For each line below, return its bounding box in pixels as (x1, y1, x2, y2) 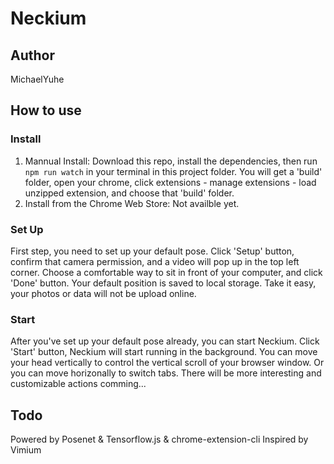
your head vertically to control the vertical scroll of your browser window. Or (10, 357, 325, 369)
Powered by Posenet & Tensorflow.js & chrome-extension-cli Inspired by (10, 433, 309, 446)
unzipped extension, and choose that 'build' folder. (24, 187, 235, 199)
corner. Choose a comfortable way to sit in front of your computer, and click (10, 266, 323, 278)
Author (10, 47, 55, 64)
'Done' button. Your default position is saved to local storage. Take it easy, (10, 277, 317, 289)
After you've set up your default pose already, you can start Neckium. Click (10, 335, 320, 347)
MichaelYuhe (10, 73, 65, 85)
